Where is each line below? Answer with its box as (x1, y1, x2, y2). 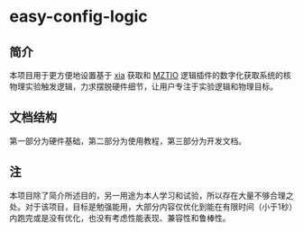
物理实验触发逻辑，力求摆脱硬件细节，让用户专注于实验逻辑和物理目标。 (9, 81, 278, 92)
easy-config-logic (9, 6, 149, 27)
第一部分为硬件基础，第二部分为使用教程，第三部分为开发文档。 (9, 135, 246, 146)
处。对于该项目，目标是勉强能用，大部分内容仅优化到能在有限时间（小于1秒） (9, 201, 293, 212)
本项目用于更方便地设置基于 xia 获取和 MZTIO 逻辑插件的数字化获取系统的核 (9, 70, 291, 80)
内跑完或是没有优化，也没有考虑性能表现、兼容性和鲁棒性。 (9, 212, 231, 223)
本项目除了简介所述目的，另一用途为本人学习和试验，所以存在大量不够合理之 (9, 190, 294, 201)
